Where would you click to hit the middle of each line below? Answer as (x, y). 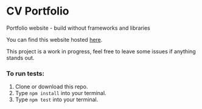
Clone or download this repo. (51, 87)
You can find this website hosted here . (54, 39)
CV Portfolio (38, 11)
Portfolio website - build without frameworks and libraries (78, 28)
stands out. (20, 58)
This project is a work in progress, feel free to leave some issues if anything (101, 51)
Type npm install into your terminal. (61, 93)
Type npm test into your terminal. (57, 100)
